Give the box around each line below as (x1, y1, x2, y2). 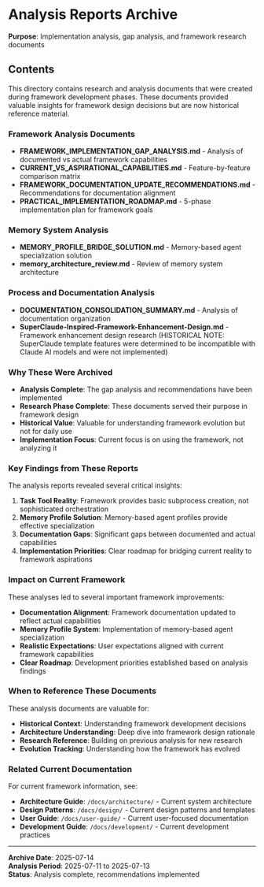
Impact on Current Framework (8, 574, 126, 585)
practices (19, 830, 51, 840)
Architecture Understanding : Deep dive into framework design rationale (19, 727, 255, 737)
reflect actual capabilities (19, 616, 101, 625)
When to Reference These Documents (8, 685, 157, 696)
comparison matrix (19, 172, 81, 181)
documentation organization (19, 314, 112, 323)
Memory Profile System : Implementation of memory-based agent (19, 624, 233, 633)
